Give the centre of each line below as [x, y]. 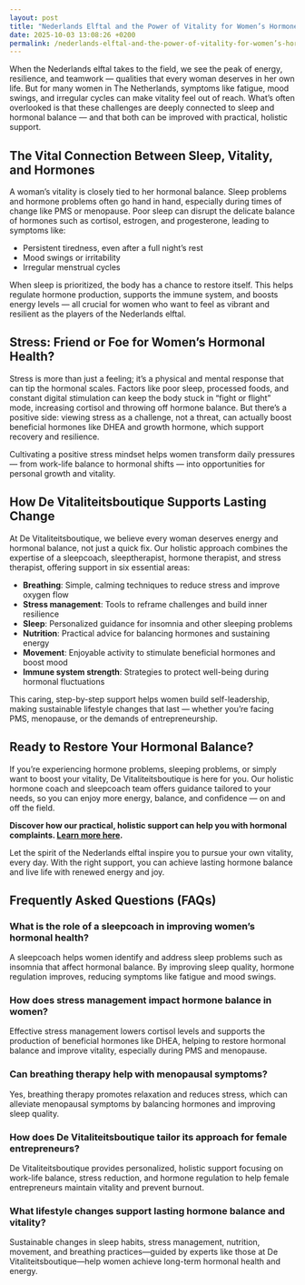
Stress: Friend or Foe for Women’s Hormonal [138, 342]
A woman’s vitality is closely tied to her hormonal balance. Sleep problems [148, 192]
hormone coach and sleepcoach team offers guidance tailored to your [140, 788]
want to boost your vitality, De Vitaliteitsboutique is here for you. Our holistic [152, 778]
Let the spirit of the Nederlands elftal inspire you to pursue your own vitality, [152, 852]
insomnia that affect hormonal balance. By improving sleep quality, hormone [152, 967]
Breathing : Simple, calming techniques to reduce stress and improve [151, 585]
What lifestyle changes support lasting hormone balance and [148, 1211]
